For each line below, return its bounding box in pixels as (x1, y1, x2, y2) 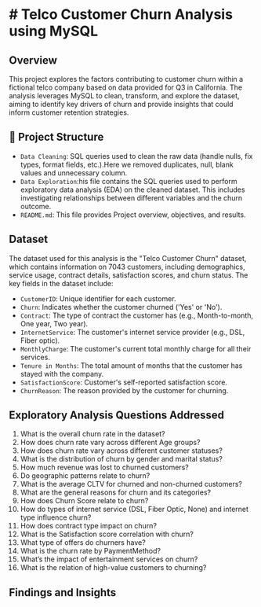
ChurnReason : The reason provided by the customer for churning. (20, 385, 229, 395)
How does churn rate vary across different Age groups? (20, 438, 201, 447)
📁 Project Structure (9, 131, 104, 144)
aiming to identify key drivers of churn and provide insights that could (9, 100, 234, 109)
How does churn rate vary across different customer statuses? (20, 446, 223, 455)
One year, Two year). (20, 318, 89, 328)
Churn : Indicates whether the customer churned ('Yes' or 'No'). (20, 302, 223, 311)
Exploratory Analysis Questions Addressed (9, 409, 224, 422)
